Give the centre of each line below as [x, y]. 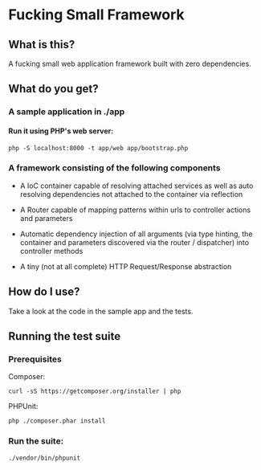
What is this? [42, 45]
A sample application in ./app [67, 112]
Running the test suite [65, 336]
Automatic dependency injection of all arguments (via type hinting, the [136, 234]
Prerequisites [35, 359]
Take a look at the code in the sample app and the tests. [101, 311]
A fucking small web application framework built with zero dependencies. [130, 63]
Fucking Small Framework [96, 15]
